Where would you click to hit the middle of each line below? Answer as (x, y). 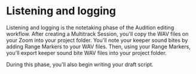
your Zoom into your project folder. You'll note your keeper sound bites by (97, 40)
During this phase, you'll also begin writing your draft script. (80, 64)
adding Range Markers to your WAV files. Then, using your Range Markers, (99, 47)
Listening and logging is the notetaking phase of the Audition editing (90, 27)
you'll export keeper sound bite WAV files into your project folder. (87, 53)
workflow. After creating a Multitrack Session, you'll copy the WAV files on (97, 33)
